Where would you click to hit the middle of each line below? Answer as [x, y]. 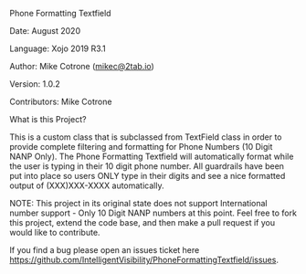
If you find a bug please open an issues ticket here [105, 250]
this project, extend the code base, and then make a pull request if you [142, 222]
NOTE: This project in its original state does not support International [138, 203]
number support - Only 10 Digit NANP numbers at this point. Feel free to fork [153, 213]
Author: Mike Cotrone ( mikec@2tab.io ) [82, 66]
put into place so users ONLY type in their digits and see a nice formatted [148, 176]
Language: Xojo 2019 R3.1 [58, 48]
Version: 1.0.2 [35, 84]
